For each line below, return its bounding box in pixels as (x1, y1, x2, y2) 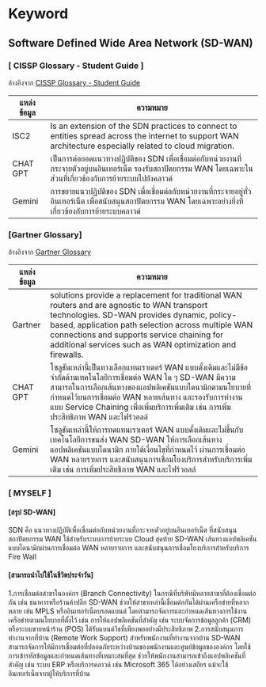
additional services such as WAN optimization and (50, 340, 237, 351)
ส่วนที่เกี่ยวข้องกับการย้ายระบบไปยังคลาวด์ (50, 173, 173, 184)
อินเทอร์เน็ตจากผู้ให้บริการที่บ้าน (8, 668, 90, 678)
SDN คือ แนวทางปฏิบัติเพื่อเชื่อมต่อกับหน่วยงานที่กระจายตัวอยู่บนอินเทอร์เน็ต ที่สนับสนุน (8, 526, 237, 535)
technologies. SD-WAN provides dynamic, (50, 309, 207, 321)
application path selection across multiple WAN (77, 320, 253, 331)
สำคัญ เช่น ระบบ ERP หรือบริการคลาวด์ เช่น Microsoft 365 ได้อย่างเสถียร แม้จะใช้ (8, 659, 229, 669)
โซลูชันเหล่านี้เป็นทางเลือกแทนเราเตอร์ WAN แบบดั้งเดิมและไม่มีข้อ (50, 362, 248, 373)
